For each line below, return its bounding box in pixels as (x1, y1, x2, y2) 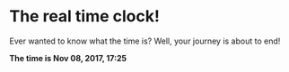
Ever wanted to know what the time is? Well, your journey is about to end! (9, 36, 281, 46)
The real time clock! (9, 6, 160, 27)
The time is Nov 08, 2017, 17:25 (9, 52, 127, 63)
